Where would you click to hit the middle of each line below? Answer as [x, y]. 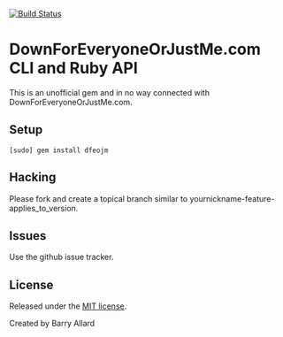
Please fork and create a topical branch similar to [99, 198]
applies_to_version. [44, 208]
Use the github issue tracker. [61, 257]
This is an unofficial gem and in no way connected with [110, 92]
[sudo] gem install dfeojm [59, 150]
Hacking [33, 177]
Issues [28, 236]
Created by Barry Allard [52, 324]
